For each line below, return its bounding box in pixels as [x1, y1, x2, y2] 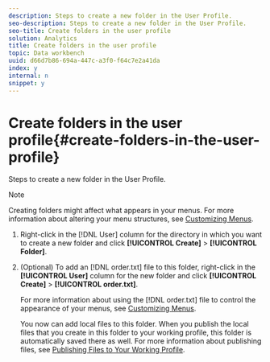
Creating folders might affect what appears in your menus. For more [8, 206, 235, 216]
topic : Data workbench [8, 49, 85, 57]
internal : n [8, 72, 48, 80]
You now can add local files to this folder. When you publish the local [19, 319, 249, 329]
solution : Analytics [8, 34, 78, 43]
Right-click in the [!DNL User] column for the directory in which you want [19, 230, 263, 240]
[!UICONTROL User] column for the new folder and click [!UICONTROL [19, 271, 256, 281]
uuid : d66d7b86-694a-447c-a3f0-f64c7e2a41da [8, 57, 160, 65]
